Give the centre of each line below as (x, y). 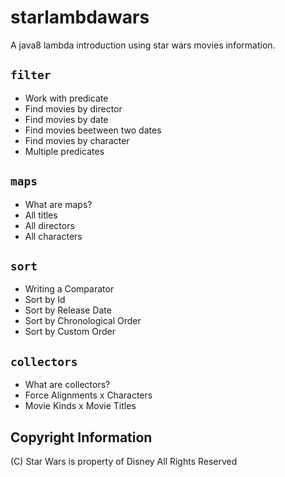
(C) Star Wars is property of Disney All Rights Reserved (124, 461)
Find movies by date (66, 119)
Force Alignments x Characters (88, 395)
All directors (49, 225)
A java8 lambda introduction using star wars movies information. (143, 45)
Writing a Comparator (69, 289)
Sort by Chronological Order (83, 321)
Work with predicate (66, 98)
